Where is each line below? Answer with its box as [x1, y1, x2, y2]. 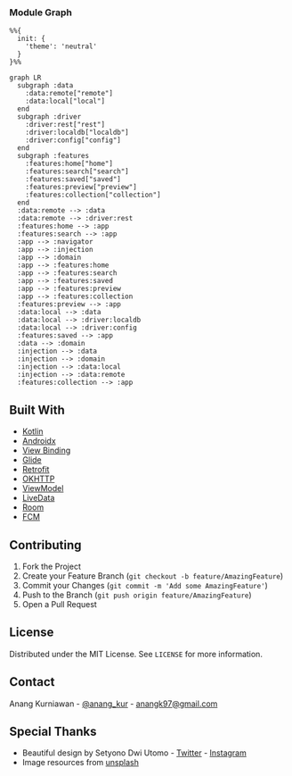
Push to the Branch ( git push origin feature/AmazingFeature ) [21, 589, 252, 600]
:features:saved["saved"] [25, 175, 122, 184]
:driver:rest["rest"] [25, 121, 105, 129]
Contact [9, 674, 55, 689]
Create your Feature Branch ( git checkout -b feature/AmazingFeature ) [21, 570, 284, 581]
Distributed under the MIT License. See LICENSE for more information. [9, 648, 263, 659]
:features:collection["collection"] [25, 190, 162, 200]
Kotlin [21, 426, 44, 437]
